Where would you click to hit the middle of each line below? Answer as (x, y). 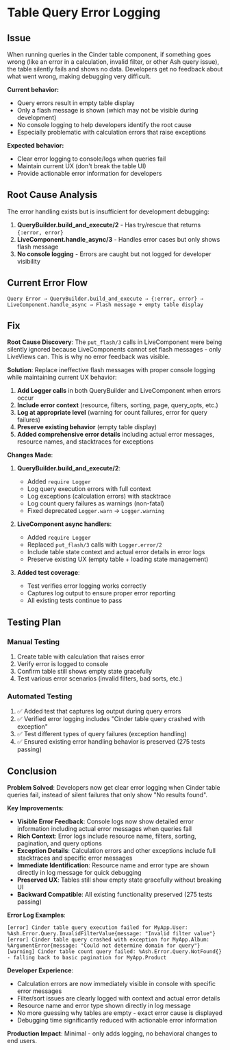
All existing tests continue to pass (75, 601)
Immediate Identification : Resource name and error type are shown (113, 865)
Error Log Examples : (37, 915)
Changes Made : (30, 455)
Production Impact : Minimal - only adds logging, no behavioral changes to (112, 1034)
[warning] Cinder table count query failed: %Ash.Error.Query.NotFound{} (115, 952)
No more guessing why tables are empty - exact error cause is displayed (119, 1013)
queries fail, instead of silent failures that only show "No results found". (107, 795)
